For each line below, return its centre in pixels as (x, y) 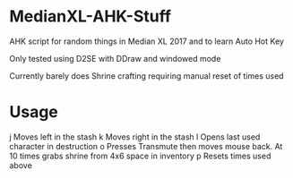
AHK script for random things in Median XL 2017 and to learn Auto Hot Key (147, 41)
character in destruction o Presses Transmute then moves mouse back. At (146, 146)
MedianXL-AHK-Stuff (90, 17)
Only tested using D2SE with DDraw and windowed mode (115, 58)
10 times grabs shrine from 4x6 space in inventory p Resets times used (140, 156)
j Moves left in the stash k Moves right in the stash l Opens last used (135, 137)
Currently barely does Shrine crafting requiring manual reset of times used (146, 76)
